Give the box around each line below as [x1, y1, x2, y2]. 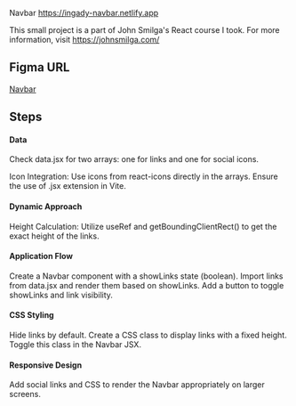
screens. [9, 389, 42, 400]
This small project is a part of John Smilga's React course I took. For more [9, 25, 280, 35]
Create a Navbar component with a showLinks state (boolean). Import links [9, 271, 284, 281]
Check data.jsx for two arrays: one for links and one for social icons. [9, 154, 260, 165]
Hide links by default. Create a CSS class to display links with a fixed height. [9, 329, 287, 341]
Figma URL [9, 60, 70, 75]
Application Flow [9, 251, 74, 262]
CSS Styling [9, 310, 55, 321]
